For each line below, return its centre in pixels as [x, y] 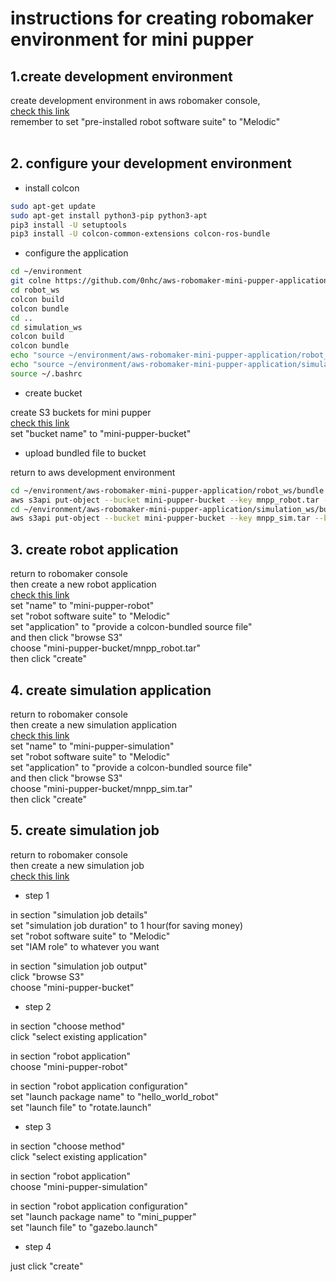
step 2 [38, 1006]
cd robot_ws [35, 290]
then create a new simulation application [93, 724]
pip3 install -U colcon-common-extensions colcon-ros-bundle [140, 234]
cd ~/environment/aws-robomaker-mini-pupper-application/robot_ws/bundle [167, 490]
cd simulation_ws [46, 327]
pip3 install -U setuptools [69, 225]
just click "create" [47, 1266]
